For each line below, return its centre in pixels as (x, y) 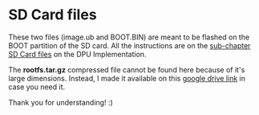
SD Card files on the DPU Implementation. (77, 54)
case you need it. (37, 87)
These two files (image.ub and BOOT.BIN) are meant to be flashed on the (129, 37)
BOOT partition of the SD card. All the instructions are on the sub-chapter (129, 45)
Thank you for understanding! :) (61, 102)
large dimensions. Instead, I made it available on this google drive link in (127, 78)
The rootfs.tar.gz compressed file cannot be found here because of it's (127, 69)
